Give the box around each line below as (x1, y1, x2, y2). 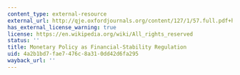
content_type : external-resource (7, 10, 107, 18)
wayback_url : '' (7, 57, 56, 64)
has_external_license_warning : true (7, 24, 116, 31)
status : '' (7, 37, 40, 44)
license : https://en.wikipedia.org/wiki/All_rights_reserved (7, 30, 194, 38)
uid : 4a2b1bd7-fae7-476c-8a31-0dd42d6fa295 (7, 51, 139, 58)
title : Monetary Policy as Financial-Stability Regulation (7, 44, 187, 51)
